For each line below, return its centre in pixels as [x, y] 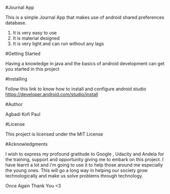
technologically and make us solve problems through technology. [74, 176]
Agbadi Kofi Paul [23, 114]
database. [16, 23]
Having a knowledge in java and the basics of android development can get [85, 63]
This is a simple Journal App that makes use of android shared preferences [85, 17]
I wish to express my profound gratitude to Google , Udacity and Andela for [85, 154]
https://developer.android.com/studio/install [52, 94]
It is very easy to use [35, 33]
